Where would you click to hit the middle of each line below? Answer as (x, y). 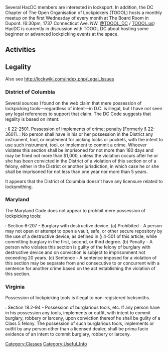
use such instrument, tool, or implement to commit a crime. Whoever (76, 145)
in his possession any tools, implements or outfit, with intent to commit (78, 313)
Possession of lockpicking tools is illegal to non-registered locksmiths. (78, 298)
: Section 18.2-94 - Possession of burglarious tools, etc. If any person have (82, 307)
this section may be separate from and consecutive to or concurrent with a (82, 263)
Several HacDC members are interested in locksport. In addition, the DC (79, 7)
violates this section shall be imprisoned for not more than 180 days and (79, 150)
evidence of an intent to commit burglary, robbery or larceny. (68, 334)
